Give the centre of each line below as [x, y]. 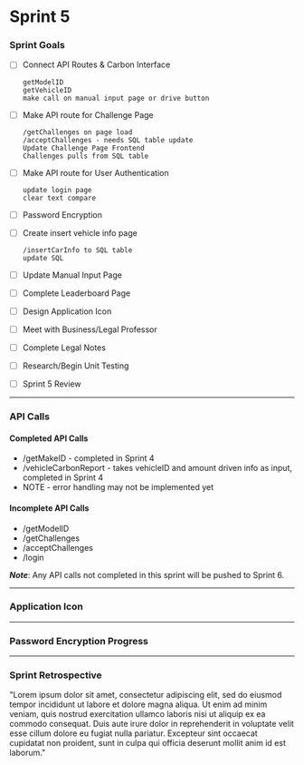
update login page [57, 190]
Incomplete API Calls [49, 508]
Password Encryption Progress [79, 641]
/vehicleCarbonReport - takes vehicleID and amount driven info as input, [157, 468]
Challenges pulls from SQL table [85, 156]
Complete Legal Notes [64, 348]
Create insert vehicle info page [80, 232]
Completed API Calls [49, 438]
